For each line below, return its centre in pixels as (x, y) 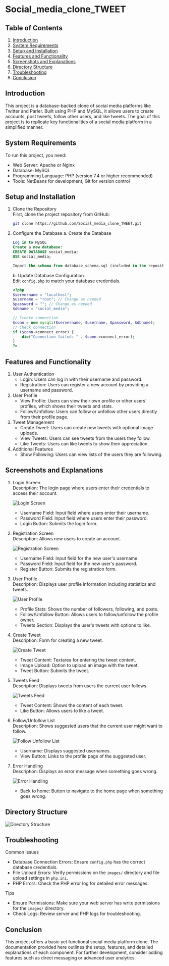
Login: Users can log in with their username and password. (81, 379)
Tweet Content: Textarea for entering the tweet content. (78, 659)
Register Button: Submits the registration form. (68, 569)
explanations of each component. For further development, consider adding (84, 952)
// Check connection (34, 327)
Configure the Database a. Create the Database (62, 233)
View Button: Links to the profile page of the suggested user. (83, 756)
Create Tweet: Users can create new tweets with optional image (87, 427)
